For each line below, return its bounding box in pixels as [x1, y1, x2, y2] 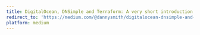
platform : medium [6, 20, 49, 26]
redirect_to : [6, 14, 39, 20]
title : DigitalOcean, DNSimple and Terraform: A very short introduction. [6, 8, 196, 15]
